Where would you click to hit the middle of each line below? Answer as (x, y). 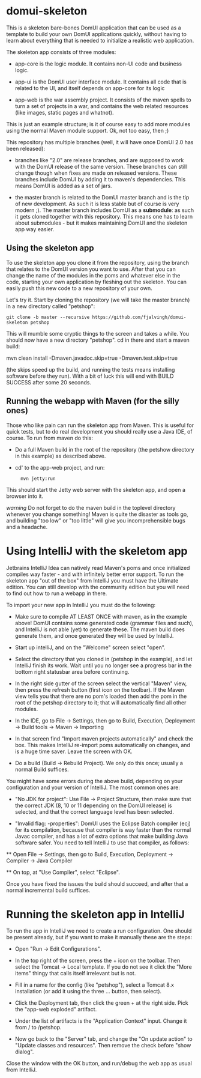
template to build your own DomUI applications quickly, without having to (97, 34)
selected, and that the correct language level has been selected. (94, 811)
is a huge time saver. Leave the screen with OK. (74, 751)
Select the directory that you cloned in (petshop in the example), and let (103, 659)
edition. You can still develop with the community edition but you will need (98, 587)
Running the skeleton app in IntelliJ (95, 914)
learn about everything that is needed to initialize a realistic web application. (100, 40)
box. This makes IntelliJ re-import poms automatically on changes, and (103, 745)
